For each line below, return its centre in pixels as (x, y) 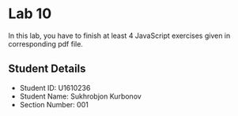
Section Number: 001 (54, 104)
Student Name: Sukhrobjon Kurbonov (81, 96)
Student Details (47, 69)
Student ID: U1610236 (55, 88)
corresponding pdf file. (45, 43)
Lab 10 (30, 14)
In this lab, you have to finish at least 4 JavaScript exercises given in (119, 36)
